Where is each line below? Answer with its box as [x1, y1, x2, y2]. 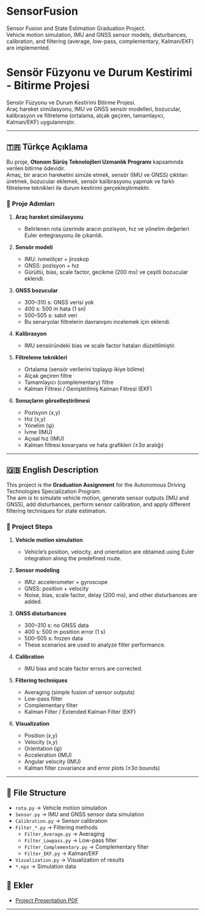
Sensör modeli [15, 243, 53, 250]
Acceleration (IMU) [24, 751, 72, 759]
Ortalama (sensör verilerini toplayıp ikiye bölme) [24, 366, 145, 373]
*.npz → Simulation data [15, 862, 76, 870]
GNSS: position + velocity [24, 585, 89, 592]
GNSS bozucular [15, 287, 59, 294]
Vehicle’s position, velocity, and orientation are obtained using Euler [24, 548, 195, 555]
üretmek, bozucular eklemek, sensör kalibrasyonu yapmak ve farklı [6, 178, 175, 185]
